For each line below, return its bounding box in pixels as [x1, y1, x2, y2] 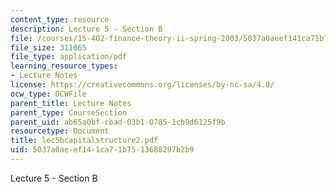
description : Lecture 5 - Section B [10, 24, 163, 34]
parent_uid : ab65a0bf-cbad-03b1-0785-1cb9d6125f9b [10, 117, 226, 127]
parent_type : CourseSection [10, 107, 128, 118]
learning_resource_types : [10, 61, 118, 71]
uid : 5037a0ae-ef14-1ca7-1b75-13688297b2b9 [10, 145, 195, 155]
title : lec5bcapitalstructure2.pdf [10, 136, 159, 146]
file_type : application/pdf [10, 52, 128, 62]
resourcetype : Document [10, 126, 110, 136]
